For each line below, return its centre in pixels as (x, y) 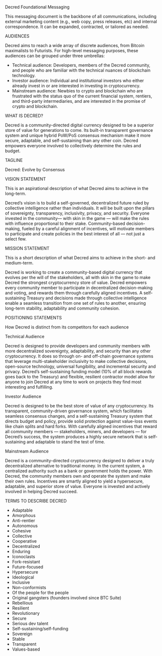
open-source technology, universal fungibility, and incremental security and (81, 366)
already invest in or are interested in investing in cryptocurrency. (76, 86)
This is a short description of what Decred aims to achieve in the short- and (80, 258)
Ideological (23, 577)
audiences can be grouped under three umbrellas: (55, 56)
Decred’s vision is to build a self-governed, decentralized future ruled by (77, 203)
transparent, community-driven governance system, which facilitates (74, 411)
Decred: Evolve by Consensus (35, 170)
